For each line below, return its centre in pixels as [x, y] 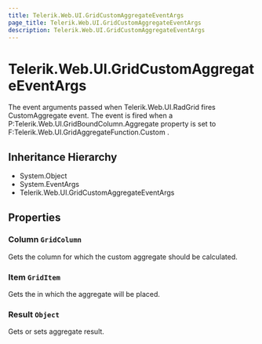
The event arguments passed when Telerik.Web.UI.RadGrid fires [112, 108]
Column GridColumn [45, 240]
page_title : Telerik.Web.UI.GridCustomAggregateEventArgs [105, 23]
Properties [35, 217]
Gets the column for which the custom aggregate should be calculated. [123, 257]
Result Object [34, 315]
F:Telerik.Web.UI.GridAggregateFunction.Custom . [89, 132]
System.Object [43, 176]
